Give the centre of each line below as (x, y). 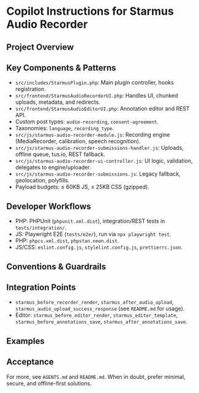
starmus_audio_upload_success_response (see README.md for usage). (100, 309)
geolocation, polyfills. (42, 181)
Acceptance (30, 362)
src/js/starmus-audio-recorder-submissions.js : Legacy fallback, (98, 174)
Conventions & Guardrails (56, 266)
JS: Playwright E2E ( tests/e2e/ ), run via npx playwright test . (93, 234)
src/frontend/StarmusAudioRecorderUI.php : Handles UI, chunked (97, 96)
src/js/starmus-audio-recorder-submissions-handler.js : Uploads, (99, 148)
